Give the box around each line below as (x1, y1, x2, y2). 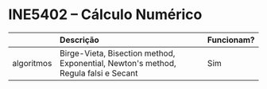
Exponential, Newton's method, (59, 57, 176, 68)
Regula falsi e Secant (59, 68, 138, 79)
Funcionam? (207, 34, 255, 45)
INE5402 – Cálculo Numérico (8, 6, 203, 24)
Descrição (59, 34, 99, 45)
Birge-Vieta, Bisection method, (59, 48, 176, 59)
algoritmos (12, 57, 52, 68)
